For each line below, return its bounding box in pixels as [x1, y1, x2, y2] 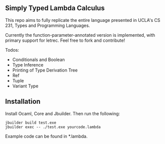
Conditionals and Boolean [12, 57, 65, 63]
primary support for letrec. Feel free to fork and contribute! [5, 37, 125, 43]
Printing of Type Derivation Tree [12, 67, 78, 73]
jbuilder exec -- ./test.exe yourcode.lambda [5, 124, 101, 130]
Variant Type [12, 83, 39, 89]
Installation [5, 97, 41, 106]
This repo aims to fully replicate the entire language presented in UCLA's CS [5, 17, 161, 23]
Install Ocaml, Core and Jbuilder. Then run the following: [5, 110, 120, 116]
